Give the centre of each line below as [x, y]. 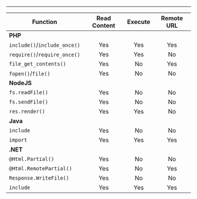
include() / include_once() [45, 45]
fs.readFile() [29, 92]
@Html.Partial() [32, 159]
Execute [139, 22]
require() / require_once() [45, 54]
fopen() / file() [30, 73]
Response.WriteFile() [39, 178]
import [18, 140]
